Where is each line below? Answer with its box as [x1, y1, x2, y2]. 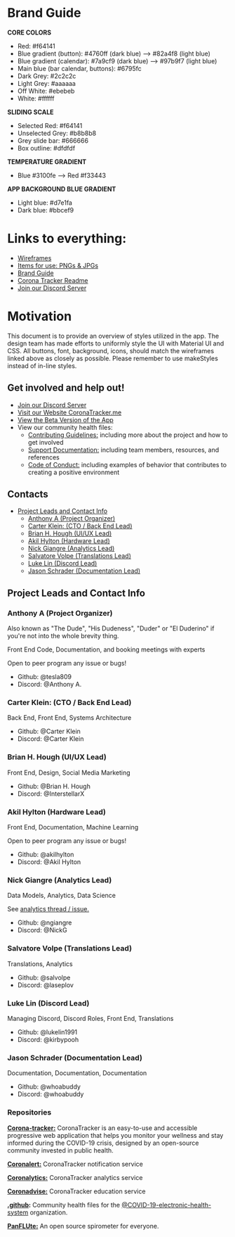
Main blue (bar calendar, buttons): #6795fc [17, 64, 142, 72]
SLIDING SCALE [7, 108, 54, 116]
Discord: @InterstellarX [17, 789, 85, 798]
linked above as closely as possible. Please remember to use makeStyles [7, 354, 219, 362]
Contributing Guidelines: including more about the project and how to [27, 431, 228, 439]
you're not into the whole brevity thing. [7, 632, 119, 640]
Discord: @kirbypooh [17, 1035, 79, 1043]
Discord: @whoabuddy [17, 1090, 84, 1098]
